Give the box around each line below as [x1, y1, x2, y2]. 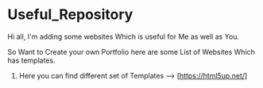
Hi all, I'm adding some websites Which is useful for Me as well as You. [7, 32, 240, 41]
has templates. [7, 55, 56, 65]
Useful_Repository [7, 6, 133, 24]
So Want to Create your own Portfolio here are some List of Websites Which [7, 47, 256, 56]
